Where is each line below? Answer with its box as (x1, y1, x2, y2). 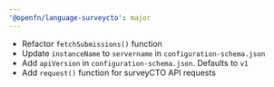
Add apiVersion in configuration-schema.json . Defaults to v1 (21, 57, 249, 68)
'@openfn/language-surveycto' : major (8, 13, 152, 23)
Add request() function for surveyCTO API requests (21, 67, 217, 78)
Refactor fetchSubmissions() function (21, 38, 162, 49)
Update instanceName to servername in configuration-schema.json (21, 47, 266, 59)
